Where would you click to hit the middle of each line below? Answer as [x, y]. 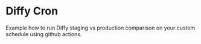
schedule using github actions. [44, 34]
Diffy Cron [32, 11]
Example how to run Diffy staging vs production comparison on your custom [101, 28]
